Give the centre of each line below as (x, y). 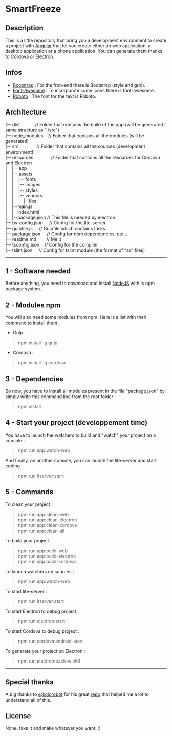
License (18, 716)
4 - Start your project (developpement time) (77, 422)
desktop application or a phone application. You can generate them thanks (84, 51)
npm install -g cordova (41, 363)
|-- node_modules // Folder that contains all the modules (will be (75, 135)
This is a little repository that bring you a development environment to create (86, 40)
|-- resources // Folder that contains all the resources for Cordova (83, 157)
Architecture (26, 112)
